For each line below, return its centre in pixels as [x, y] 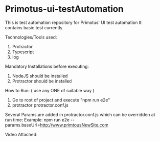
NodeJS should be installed [40, 76]
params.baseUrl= [23, 125]
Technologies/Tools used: [31, 37]
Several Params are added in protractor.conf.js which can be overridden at [80, 114]
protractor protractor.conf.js [40, 105]
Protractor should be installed [42, 81]
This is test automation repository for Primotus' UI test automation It [73, 22]
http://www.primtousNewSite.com [74, 125]
